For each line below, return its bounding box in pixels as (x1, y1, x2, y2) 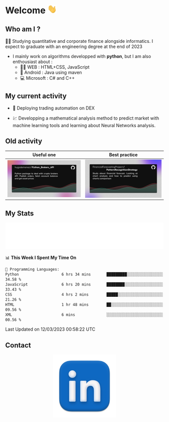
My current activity (5, 91, 67, 100)
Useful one (32, 152, 56, 158)
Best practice (109, 152, 138, 158)
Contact (5, 341, 31, 349)
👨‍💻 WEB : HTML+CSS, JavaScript (20, 64, 90, 70)
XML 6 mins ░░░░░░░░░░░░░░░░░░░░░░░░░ (5, 312, 163, 318)
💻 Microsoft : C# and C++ (20, 75, 75, 81)
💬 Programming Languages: (5, 267, 59, 272)
